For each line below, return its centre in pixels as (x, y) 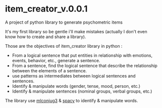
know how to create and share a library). (45, 37)
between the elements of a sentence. (49, 70)
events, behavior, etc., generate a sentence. (56, 60)
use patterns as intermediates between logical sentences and (74, 76)
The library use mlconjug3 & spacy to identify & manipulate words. (72, 100)
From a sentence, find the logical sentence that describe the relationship (85, 66)
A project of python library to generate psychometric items (64, 22)
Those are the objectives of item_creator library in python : (64, 46)
